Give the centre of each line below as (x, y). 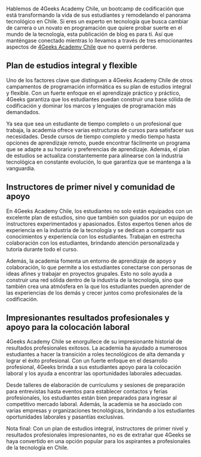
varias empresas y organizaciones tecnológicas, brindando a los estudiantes (100, 411)
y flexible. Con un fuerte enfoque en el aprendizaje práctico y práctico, (93, 93)
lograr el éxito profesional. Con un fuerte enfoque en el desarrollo (87, 361)
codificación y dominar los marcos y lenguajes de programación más (91, 106)
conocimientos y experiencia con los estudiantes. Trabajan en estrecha (94, 236)
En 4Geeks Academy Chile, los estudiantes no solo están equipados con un (99, 211)
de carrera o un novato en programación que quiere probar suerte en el (94, 28)
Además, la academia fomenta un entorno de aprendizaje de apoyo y (91, 261)
